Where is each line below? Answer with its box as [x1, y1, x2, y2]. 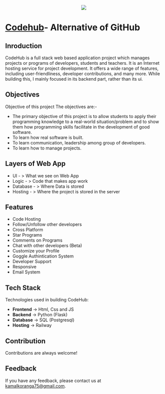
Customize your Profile [12, 248, 60, 254]
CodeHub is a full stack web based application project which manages [5, 55, 150, 61]
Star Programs [12, 232, 42, 238]
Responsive [12, 264, 36, 270]
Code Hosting [12, 216, 41, 222]
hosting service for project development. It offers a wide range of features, [5, 65, 159, 71]
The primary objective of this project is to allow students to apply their [12, 113, 157, 119]
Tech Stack [5, 283, 41, 292]
